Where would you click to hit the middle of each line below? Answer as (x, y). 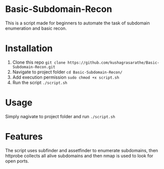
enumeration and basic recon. (36, 28)
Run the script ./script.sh (40, 82)
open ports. (17, 161)
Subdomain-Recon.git (34, 67)
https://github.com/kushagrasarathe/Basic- (113, 63)
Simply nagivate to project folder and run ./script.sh (60, 116)
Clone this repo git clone (39, 62)
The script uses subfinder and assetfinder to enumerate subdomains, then (82, 150)
